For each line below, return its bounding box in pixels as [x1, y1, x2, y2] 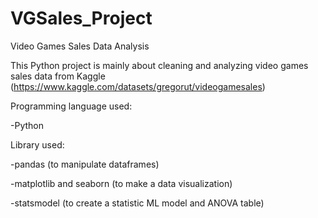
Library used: [10, 138, 65, 151]
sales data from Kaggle [10, 70, 106, 82]
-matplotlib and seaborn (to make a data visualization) [10, 177, 233, 189]
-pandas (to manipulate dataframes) [10, 158, 160, 170]
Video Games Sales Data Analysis [10, 40, 150, 52]
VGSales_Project [10, 7, 153, 30]
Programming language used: [10, 100, 133, 112]
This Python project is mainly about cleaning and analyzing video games [10, 59, 309, 71]
